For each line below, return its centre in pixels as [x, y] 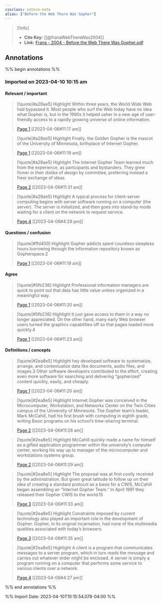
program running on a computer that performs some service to [79, 563]
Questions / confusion [28, 233]
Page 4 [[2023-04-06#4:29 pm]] [50, 222]
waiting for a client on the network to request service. [70, 212]
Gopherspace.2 [32, 254]
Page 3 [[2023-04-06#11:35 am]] [50, 539]
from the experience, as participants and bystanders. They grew [81, 167]
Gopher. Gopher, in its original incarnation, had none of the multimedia [87, 524]
